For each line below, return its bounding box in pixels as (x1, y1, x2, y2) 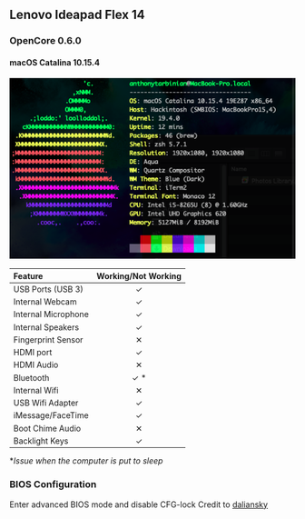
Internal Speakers (13, 322, 80, 333)
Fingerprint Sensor (13, 334, 84, 344)
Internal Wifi (13, 384, 59, 395)
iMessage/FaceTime (13, 410, 89, 421)
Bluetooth (13, 372, 50, 383)
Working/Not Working (96, 270, 182, 281)
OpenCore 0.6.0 (9, 35, 82, 47)
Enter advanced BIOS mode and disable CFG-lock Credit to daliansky (9, 499, 269, 510)
